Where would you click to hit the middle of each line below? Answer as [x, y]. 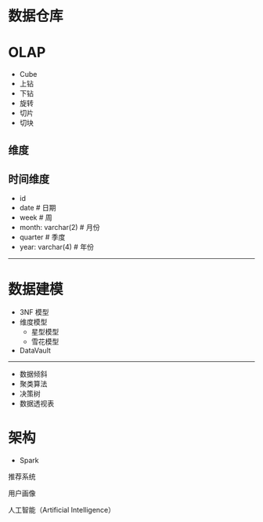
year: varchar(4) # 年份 [56, 247]
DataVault [35, 351]
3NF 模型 [34, 312]
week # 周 [36, 217]
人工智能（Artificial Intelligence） [62, 510]
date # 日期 [38, 208]
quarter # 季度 [42, 237]
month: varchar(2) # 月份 [59, 228]
